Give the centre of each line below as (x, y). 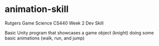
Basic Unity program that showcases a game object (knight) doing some (79, 32)
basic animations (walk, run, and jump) (45, 38)
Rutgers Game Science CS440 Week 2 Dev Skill (54, 23)
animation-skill (37, 9)
